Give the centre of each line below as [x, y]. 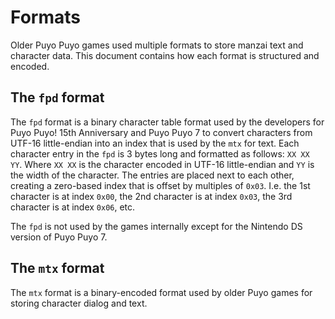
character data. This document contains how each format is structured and [165, 55]
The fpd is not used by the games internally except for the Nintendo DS [156, 226]
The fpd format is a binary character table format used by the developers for [167, 122]
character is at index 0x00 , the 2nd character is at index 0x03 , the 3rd [151, 196]
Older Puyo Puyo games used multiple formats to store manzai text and [157, 45]
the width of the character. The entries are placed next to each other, [152, 175]
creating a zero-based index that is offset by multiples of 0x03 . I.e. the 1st [160, 185]
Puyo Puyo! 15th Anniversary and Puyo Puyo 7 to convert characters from [161, 132]
